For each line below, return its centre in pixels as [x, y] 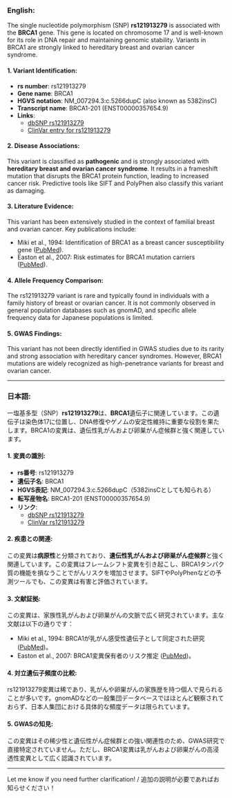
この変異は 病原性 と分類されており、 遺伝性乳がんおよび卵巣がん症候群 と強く [116, 555]
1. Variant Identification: [42, 70]
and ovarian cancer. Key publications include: [72, 229]
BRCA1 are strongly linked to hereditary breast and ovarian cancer [101, 48]
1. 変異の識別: [27, 456]
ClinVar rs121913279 [56, 522]
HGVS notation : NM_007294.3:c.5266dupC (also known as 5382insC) [117, 101]
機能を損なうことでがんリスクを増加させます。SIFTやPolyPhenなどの [117, 573]
